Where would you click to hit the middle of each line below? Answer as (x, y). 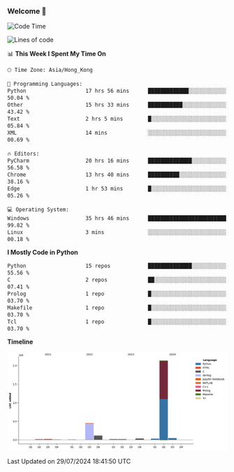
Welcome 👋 (27, 11)
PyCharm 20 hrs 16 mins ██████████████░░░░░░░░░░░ (117, 161)
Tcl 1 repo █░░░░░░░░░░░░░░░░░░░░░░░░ (117, 322)
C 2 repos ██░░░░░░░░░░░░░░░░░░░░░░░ (117, 280)
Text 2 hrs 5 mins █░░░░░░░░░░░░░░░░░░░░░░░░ (117, 119)
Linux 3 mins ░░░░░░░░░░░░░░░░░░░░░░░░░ (117, 233)
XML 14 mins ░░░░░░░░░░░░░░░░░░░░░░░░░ (117, 133)
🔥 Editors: (23, 154)
